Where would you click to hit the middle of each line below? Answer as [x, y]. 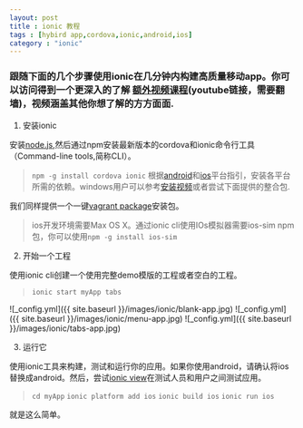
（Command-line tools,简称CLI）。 [73, 156]
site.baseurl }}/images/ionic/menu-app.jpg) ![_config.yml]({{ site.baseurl [156, 318]
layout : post [34, 18]
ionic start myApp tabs [77, 292]
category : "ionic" [46, 43]
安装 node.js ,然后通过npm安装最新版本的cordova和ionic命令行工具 [132, 144]
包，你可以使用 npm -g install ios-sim [104, 236]
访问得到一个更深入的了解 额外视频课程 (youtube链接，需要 [147, 90]
